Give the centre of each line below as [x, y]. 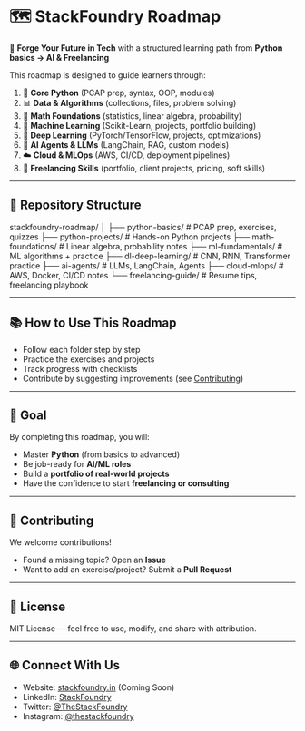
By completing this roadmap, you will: [79, 437]
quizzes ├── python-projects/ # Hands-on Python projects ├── [130, 237]
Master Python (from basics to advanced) [101, 454]
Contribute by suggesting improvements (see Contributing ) [133, 378]
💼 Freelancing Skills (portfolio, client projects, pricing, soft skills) [144, 168]
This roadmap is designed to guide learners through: [108, 75]
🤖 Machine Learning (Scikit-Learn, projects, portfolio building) [139, 125]
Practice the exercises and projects [89, 359]
